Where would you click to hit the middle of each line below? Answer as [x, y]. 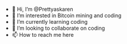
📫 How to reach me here [43, 35]
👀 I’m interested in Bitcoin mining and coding [66, 15]
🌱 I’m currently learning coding [50, 22]
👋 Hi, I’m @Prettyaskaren [42, 9]
